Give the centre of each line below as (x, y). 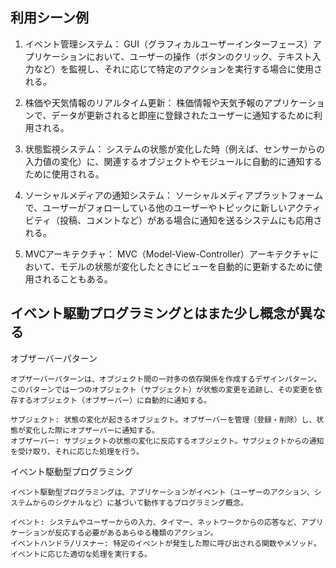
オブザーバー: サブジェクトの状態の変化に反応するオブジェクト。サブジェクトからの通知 (167, 441)
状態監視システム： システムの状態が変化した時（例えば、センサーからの (174, 149)
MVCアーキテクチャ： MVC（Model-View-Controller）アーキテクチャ (167, 254)
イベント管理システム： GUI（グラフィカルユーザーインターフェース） (168, 44)
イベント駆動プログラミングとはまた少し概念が (155, 313)
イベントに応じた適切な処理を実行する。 (81, 554)
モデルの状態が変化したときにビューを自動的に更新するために (186, 266)
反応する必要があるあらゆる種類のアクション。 (136, 533)
